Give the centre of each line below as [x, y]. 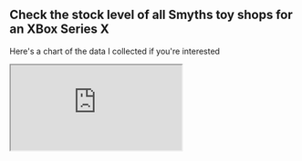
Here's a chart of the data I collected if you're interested [115, 51]
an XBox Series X [59, 30]
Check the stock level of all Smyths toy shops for [151, 15]
